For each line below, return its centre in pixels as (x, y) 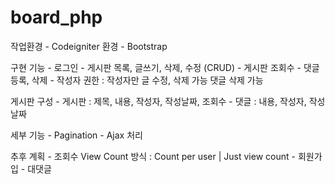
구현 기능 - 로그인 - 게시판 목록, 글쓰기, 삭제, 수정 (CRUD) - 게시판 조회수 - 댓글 (165, 67)
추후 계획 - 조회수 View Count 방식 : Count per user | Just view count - (153, 156)
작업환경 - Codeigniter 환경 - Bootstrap (89, 46)
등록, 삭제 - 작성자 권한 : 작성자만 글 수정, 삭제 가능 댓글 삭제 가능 (137, 80)
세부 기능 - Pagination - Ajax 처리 (76, 135)
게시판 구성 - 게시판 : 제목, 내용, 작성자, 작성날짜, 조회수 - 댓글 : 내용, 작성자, (158, 101)
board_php (56, 17)
